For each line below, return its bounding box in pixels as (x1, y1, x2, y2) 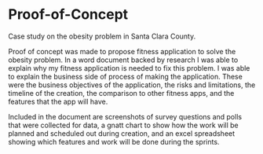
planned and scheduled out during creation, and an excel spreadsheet (8, 128, 236, 138)
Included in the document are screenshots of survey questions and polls (8, 112, 242, 121)
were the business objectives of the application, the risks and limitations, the (8, 80, 256, 90)
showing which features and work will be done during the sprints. (8, 137, 220, 146)
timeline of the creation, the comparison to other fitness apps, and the (8, 88, 235, 97)
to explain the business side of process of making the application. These (8, 71, 243, 81)
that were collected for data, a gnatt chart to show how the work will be (8, 120, 239, 130)
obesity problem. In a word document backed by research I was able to (8, 55, 239, 64)
